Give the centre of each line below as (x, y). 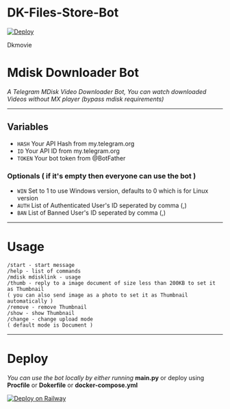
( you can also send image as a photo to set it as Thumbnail (98, 295)
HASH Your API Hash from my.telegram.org (76, 143)
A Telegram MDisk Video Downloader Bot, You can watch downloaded (107, 91)
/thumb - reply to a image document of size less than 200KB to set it (111, 283)
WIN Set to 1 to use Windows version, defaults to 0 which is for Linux (113, 191)
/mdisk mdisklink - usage (44, 277)
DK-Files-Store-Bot (63, 13)
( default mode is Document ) (50, 325)
